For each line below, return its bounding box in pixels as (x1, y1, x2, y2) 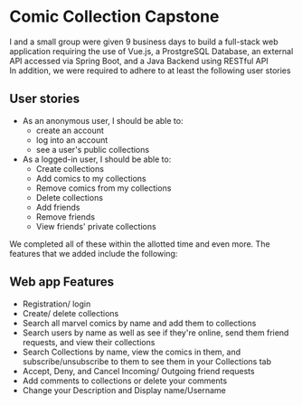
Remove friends (35, 211, 96, 222)
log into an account (35, 134, 109, 146)
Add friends (35, 202, 80, 212)
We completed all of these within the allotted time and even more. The (9, 238, 270, 250)
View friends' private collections (35, 221, 156, 231)
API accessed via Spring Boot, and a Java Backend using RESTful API (9, 55, 269, 66)
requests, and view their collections (22, 336, 156, 347)
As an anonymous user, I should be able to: (22, 115, 184, 126)
